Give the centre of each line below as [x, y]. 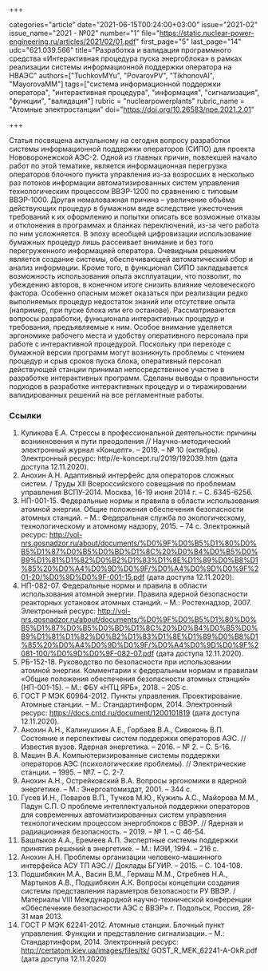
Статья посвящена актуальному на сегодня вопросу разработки [120, 140]
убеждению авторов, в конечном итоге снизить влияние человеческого [132, 285]
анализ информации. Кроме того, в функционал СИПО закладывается [128, 268]
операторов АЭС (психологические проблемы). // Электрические [133, 764]
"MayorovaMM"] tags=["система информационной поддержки [115, 84]
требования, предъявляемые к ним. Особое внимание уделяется [121, 327]
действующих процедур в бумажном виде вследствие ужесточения [126, 208]
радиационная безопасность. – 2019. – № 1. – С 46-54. [113, 832]
